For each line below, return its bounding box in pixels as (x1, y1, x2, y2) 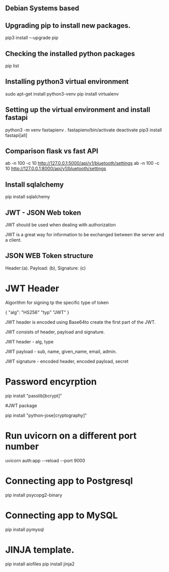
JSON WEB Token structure (5, 251, 93, 260)
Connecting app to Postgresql (5, 475, 133, 487)
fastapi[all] (5, 132, 28, 138)
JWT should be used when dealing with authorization (5, 222, 116, 228)
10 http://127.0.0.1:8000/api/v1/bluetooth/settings (5, 165, 106, 171)
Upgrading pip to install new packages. (5, 21, 131, 30)
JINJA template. (5, 544, 75, 555)
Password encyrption (5, 376, 97, 387)
